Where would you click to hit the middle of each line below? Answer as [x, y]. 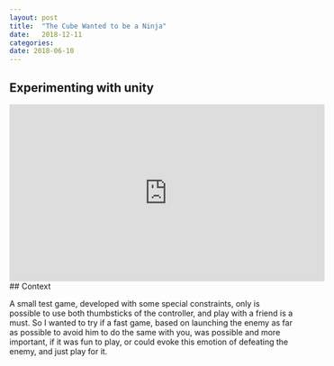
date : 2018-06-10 [42, 51]
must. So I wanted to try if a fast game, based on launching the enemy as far [151, 322]
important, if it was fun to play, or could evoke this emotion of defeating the [149, 342]
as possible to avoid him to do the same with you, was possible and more [145, 332]
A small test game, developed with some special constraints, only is [135, 303]
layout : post [34, 18]
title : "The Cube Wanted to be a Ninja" [88, 26]
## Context [30, 286]
